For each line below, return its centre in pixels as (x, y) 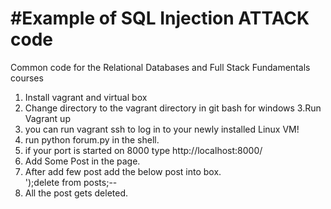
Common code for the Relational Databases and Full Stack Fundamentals (160, 67)
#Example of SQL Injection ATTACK (160, 18)
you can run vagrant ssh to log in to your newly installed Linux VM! (162, 129)
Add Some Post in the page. (82, 161)
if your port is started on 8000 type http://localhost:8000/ (143, 150)
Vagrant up (47, 118)
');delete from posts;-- (71, 182)
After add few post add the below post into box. (123, 171)
